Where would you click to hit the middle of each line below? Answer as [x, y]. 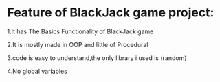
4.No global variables [37, 71]
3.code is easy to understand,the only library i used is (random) [97, 58]
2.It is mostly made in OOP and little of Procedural [78, 44]
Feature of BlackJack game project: [111, 13]
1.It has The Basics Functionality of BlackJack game [80, 31]
